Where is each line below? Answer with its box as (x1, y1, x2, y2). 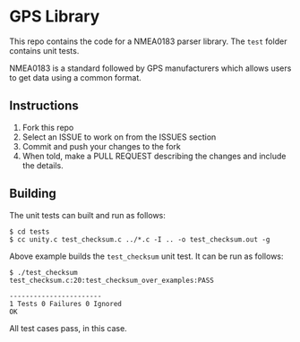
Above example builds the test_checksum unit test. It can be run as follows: (9, 251, 284, 261)
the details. (21, 159, 64, 171)
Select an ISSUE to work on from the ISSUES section (21, 132, 217, 142)
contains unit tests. (9, 45, 80, 56)
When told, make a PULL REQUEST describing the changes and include (21, 150, 287, 161)
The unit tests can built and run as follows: (9, 209, 166, 220)
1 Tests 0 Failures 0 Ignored (9, 299, 123, 308)
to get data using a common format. (9, 72, 141, 82)
